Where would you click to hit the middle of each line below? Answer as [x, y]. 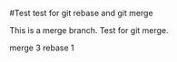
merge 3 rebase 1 [42, 48]
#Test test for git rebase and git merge [81, 13]
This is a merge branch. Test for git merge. [89, 30]
